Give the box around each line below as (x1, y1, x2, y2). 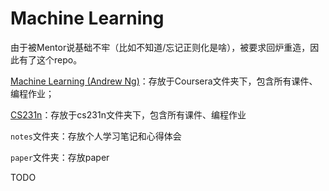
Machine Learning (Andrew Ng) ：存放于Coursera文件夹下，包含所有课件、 (10, 75, 318, 87)
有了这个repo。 (18, 53, 83, 66)
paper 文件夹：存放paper (10, 151, 110, 163)
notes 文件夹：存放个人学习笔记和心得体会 (10, 130, 182, 142)
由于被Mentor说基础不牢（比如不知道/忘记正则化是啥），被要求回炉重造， (10, 41, 311, 53)
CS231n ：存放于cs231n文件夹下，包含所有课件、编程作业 (10, 108, 247, 121)
